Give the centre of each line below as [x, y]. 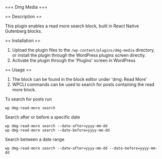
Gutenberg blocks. [24, 31]
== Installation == [23, 40]
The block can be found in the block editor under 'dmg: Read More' [80, 79]
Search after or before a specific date [43, 117]
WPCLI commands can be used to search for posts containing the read [83, 84]
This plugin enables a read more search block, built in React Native [72, 26]
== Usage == [18, 70]
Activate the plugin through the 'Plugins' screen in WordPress [74, 60]
